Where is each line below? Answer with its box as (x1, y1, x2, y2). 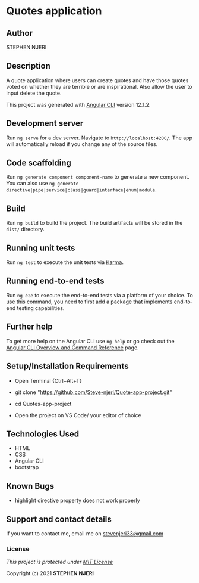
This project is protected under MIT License (6, 559, 113, 566)
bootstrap (14, 464, 39, 471)
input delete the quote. (6, 89, 62, 97)
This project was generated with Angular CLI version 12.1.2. (6, 101, 151, 108)
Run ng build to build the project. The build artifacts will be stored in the (6, 219, 183, 227)
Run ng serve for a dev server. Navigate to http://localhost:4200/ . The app (6, 134, 193, 141)
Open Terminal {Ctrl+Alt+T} (14, 377, 82, 384)
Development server (6, 118, 84, 129)
